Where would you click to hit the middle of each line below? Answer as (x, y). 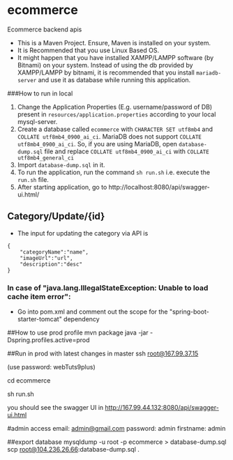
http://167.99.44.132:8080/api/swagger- (162, 408)
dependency (82, 319)
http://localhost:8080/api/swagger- (159, 187)
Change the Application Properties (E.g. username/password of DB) (115, 107)
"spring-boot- (189, 312)
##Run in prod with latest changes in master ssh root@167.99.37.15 (103, 353)
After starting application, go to (62, 187)
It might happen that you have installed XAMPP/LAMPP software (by (115, 57)
